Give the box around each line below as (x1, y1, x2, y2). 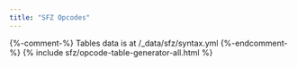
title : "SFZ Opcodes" (9, 13, 91, 22)
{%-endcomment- (220, 38, 288, 48)
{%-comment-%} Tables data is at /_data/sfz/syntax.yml (9, 38, 219, 48)
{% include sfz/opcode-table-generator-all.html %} (22, 46, 213, 58)
